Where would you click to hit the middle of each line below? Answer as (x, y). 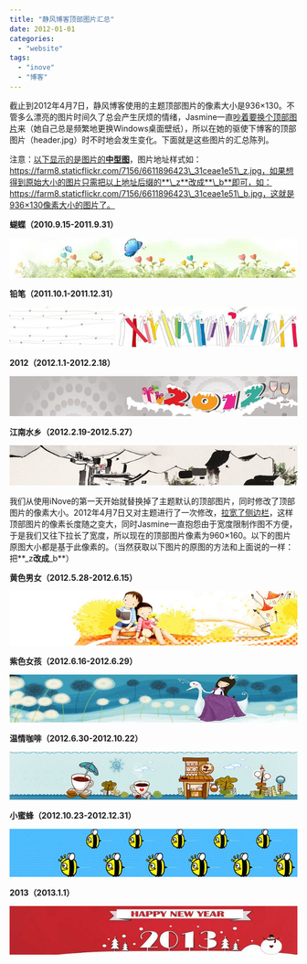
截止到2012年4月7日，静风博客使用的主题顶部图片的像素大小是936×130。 (148, 105)
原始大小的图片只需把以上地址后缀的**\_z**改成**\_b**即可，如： (148, 182)
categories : (32, 38)
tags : (20, 58)
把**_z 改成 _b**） (42, 559)
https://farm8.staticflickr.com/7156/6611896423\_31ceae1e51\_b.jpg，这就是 (152, 193)
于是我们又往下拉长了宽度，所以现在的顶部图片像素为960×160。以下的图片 (150, 536)
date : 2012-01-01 (42, 29)
